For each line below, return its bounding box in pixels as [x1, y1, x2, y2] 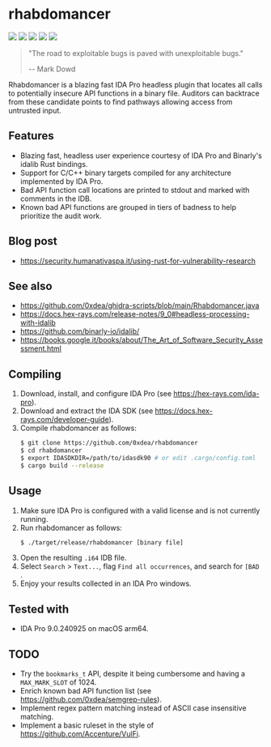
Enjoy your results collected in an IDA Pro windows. [19, 578, 192, 588]
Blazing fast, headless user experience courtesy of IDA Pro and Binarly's [19, 151, 263, 160]
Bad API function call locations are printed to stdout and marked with [19, 185, 250, 194]
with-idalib [19, 318, 57, 328]
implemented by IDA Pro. [19, 176, 104, 186]
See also [8, 279, 53, 292]
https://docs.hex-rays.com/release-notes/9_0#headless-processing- [19, 309, 250, 319]
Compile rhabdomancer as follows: [19, 423, 138, 433]
